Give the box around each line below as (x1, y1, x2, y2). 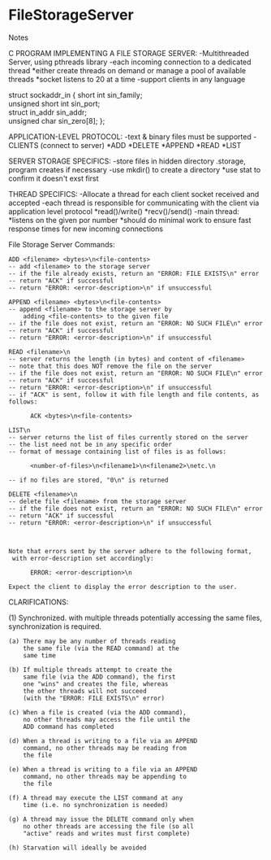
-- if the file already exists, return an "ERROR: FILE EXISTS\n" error (8, 269, 260, 277)
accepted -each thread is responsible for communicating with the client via (8, 198, 260, 207)
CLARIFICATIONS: (8, 596, 69, 607)
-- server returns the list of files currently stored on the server (8, 433, 249, 441)
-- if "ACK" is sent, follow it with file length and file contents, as (8, 391, 260, 399)
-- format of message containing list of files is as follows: (8, 447, 227, 456)
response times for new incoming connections (8, 224, 164, 234)
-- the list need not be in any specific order (8, 440, 173, 448)
